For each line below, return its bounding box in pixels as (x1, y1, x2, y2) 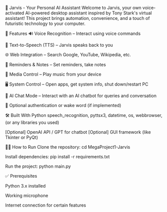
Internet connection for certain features (5, 202, 86, 208)
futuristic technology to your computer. (5, 20, 86, 26)
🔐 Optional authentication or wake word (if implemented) (5, 103, 122, 108)
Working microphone (5, 193, 48, 199)
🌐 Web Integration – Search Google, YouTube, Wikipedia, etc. (5, 52, 131, 57)
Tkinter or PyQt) (5, 134, 38, 140)
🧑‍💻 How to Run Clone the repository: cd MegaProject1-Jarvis (5, 144, 131, 150)
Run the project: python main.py (5, 163, 71, 169)
